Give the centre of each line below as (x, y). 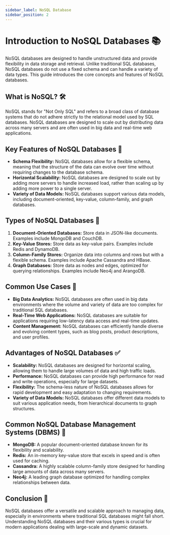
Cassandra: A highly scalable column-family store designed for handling (89, 466)
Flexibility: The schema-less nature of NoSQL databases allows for (83, 387)
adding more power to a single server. (52, 188)
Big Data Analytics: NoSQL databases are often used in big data (80, 299)
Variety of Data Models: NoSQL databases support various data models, (89, 194)
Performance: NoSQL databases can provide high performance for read (88, 376)
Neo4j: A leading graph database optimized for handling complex (81, 477)
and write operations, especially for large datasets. (66, 381)
